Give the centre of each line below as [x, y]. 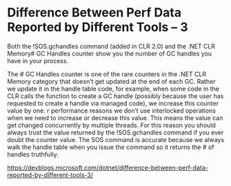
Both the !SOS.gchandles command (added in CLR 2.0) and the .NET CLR [111, 46]
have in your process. [38, 60]
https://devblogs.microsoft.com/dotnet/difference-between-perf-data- [108, 167]
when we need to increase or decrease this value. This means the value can [115, 117]
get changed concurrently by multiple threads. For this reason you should [111, 125]
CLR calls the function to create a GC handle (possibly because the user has [115, 96]
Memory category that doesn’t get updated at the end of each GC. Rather [111, 81]
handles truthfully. [33, 154]
